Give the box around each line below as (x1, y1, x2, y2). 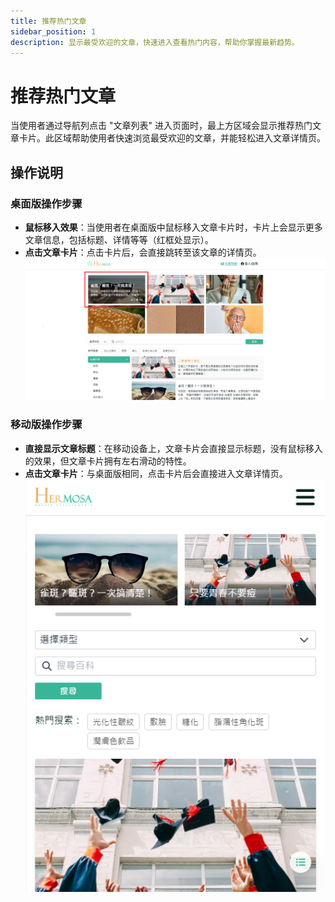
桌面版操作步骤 (10, 196, 83, 210)
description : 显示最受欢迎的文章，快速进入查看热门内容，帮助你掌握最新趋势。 (10, 37, 300, 47)
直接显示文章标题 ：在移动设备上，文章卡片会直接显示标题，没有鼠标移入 (24, 442, 323, 454)
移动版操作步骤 (10, 418, 83, 432)
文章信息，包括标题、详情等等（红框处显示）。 (24, 234, 214, 245)
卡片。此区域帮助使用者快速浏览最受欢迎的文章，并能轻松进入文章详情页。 (18, 132, 326, 144)
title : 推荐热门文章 (10, 16, 87, 26)
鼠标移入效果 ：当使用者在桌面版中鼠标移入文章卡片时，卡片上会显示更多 (24, 221, 323, 233)
